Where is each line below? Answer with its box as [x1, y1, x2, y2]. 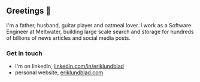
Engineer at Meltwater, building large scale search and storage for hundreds [6, 28, 194, 35]
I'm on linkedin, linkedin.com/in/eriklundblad [14, 63, 125, 70]
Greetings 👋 [6, 6, 51, 16]
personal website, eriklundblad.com [14, 69, 104, 76]
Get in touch [6, 49, 43, 57]
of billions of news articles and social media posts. [6, 34, 131, 42]
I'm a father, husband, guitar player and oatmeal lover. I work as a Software [6, 21, 192, 29]
